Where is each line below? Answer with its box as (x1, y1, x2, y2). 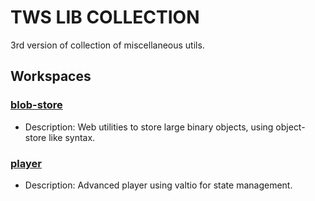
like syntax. (48, 131, 96, 143)
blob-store (10, 98, 63, 112)
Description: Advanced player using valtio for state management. (24, 179, 293, 191)
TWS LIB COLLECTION (10, 6, 200, 29)
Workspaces (10, 68, 92, 85)
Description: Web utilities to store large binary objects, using (24, 121, 274, 133)
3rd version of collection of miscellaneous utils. (10, 39, 205, 51)
